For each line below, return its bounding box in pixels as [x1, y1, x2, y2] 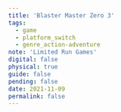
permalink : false [8, 92, 66, 100]
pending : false [8, 77, 59, 85]
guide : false [8, 70, 51, 78]
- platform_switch [15, 33, 77, 42]
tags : [8, 19, 26, 27]
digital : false [8, 56, 59, 64]
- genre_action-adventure [15, 41, 101, 49]
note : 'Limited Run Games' [8, 48, 97, 56]
